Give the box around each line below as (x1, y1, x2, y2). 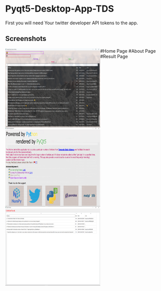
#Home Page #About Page (100, 48, 156, 54)
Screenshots (5, 34, 47, 43)
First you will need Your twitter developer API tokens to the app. (5, 20, 138, 26)
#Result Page (100, 53, 128, 59)
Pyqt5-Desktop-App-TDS (5, 3, 114, 15)
